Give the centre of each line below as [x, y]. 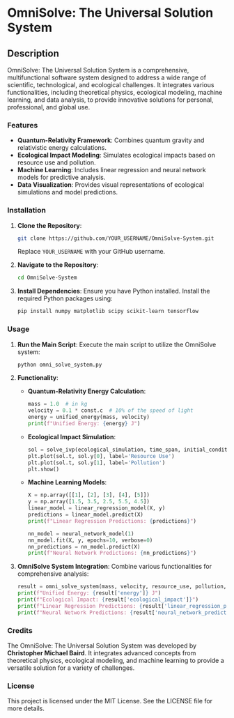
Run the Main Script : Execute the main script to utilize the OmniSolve [117, 344]
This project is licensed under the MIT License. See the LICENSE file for [110, 701]
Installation [27, 211]
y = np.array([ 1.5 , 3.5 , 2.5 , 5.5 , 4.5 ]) [88, 502]
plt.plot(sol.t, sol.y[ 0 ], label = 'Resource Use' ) [101, 456]
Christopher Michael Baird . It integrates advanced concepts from [102, 652]
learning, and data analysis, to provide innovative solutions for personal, [110, 100]
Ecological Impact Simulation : [72, 436]
